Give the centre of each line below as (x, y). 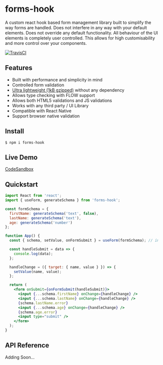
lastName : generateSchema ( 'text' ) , (45, 218)
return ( (18, 285)
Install (15, 131)
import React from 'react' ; (33, 196)
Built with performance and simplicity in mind (57, 79)
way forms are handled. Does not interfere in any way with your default (76, 27)
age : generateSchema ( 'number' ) (41, 223)
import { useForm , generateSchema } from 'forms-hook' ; (63, 200)
